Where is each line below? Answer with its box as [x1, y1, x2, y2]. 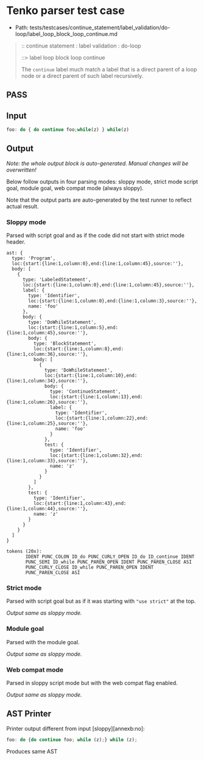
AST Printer [6, 709, 52, 719]
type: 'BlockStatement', [33, 340, 97, 347]
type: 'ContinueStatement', [49, 389, 121, 395]
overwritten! [6, 166, 37, 174]
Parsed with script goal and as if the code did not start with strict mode [6, 232, 185, 239]
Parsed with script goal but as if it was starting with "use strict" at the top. [6, 597, 196, 605]
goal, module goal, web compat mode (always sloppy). [6, 184, 144, 192]
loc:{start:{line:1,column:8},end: [33, 346, 124, 352]
